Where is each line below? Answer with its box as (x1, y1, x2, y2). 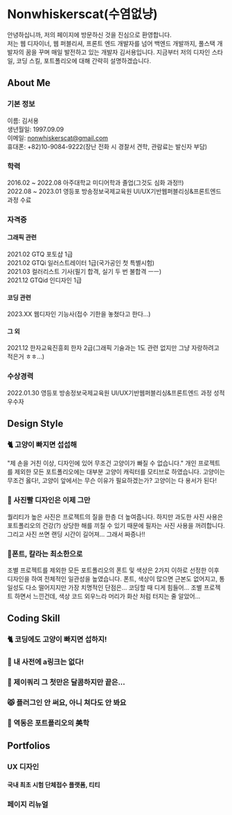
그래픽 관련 (7, 233, 37, 241)
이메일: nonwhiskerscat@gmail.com (7, 133, 109, 142)
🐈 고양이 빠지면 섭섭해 (7, 440, 78, 449)
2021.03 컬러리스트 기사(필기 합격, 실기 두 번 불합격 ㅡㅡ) (7, 268, 162, 276)
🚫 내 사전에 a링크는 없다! (7, 657, 84, 667)
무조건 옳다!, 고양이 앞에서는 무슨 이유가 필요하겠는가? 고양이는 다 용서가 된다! (7, 477, 217, 485)
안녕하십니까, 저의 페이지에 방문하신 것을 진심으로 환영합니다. (7, 31, 172, 39)
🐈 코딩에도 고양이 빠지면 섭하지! (7, 635, 107, 644)
